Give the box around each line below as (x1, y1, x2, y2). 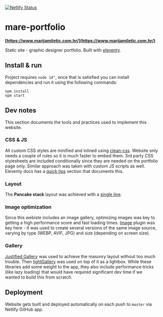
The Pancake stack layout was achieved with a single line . (5, 191, 122, 197)
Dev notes (5, 106, 36, 114)
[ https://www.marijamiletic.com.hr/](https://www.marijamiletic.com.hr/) (5, 37, 156, 43)
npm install (5, 89, 29, 93)
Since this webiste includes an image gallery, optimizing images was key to (5, 215, 155, 221)
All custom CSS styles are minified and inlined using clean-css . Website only (5, 148, 158, 153)
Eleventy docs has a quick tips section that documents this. (5, 168, 124, 174)
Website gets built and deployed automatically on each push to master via (5, 301, 152, 307)
